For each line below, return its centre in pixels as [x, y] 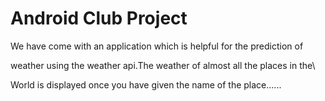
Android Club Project [99, 18]
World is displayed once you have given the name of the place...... [146, 84]
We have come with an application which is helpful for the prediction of [157, 46]
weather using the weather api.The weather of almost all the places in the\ [163, 65]
